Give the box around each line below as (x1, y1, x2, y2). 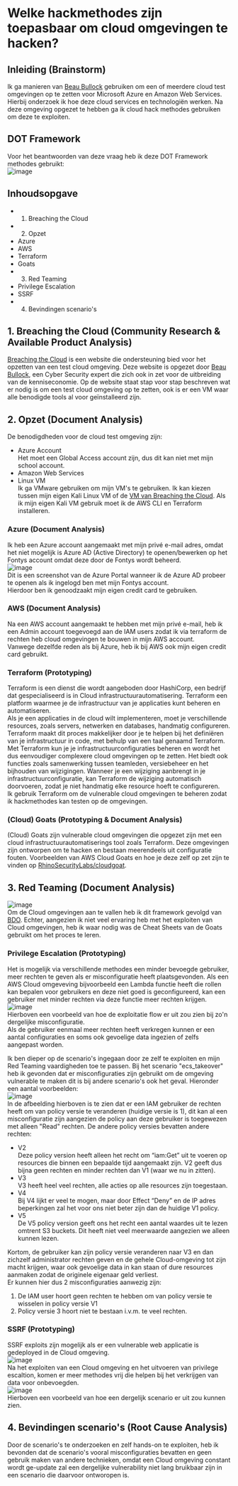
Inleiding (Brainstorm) (7, 63, 106, 75)
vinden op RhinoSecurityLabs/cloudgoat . (7, 861, 127, 870)
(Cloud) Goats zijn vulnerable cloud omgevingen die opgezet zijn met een (7, 831, 222, 839)
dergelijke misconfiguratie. (7, 1018, 85, 1026)
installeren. (17, 507, 50, 515)
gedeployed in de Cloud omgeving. (7, 1348, 110, 1357)
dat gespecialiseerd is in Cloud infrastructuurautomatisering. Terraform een (7, 691, 228, 700)
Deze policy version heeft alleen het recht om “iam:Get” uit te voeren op (17, 1151, 227, 1159)
